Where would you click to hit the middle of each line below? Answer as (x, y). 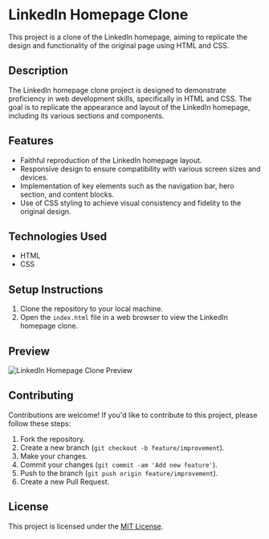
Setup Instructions (56, 289)
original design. (45, 211)
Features (31, 141)
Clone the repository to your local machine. (91, 309)
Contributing (41, 396)
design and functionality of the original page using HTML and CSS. (119, 45)
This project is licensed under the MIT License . (86, 526)
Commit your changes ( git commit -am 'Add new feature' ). (119, 464)
